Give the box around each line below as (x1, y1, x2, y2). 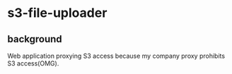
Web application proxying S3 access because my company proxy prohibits (7, 51, 225, 60)
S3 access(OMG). (7, 59, 59, 68)
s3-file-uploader (7, 5, 108, 21)
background (7, 33, 62, 45)
